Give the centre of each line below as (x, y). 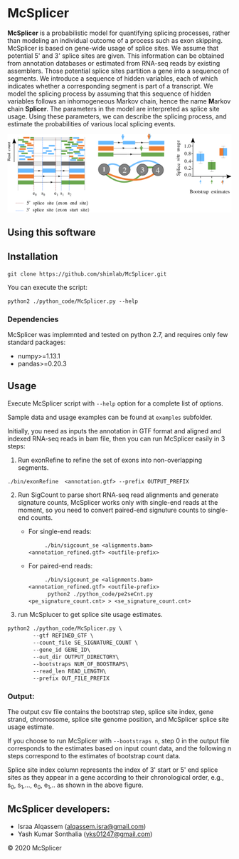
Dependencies (33, 319)
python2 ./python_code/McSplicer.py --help (73, 301)
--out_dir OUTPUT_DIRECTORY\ (76, 657)
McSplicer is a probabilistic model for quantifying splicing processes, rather (119, 33)
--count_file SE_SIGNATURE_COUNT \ (86, 643)
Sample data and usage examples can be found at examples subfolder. (110, 417)
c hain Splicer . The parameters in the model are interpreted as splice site (113, 109)
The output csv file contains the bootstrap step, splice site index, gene (111, 712)
